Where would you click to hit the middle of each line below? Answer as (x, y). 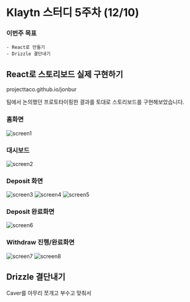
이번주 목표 (22, 33)
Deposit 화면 (25, 181)
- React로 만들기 (26, 47)
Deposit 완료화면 (31, 212)
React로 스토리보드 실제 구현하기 (65, 74)
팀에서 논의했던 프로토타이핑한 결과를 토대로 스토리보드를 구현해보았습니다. (95, 102)
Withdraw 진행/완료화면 (41, 243)
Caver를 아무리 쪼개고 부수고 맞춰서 (49, 293)
